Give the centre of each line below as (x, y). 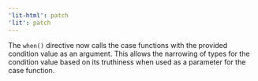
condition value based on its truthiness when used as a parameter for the (127, 62)
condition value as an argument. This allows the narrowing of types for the (129, 53)
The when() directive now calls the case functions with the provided (118, 45)
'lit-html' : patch (38, 15)
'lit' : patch (30, 23)
